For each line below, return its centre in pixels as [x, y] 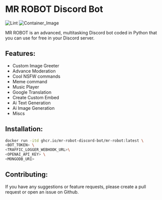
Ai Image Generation [33, 108]
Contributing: [27, 175]
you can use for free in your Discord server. [50, 38]
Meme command [30, 81]
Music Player [26, 87]
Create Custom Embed [36, 97]
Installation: [24, 129]
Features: [20, 54]
